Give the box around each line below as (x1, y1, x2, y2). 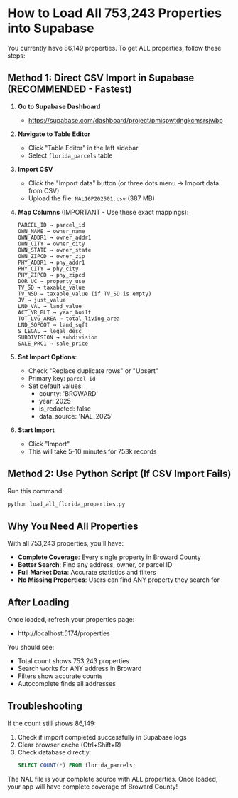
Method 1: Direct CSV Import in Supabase (7, 72, 195, 84)
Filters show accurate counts (17, 672, 103, 680)
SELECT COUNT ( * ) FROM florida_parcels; (17, 762, 136, 769)
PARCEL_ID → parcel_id (17, 221, 85, 229)
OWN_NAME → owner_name (17, 227, 85, 235)
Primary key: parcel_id (28, 374, 96, 382)
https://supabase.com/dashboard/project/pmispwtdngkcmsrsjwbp (28, 116, 224, 124)
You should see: (7, 643, 55, 652)
